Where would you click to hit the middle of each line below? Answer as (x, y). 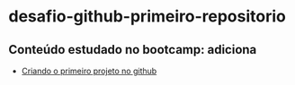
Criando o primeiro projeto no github (89, 71)
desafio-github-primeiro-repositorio (147, 17)
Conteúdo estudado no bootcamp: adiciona (133, 50)
